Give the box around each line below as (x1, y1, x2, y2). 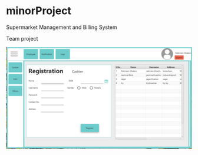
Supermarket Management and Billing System (6, 24, 118, 31)
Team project (6, 35, 38, 42)
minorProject (6, 4, 72, 18)
